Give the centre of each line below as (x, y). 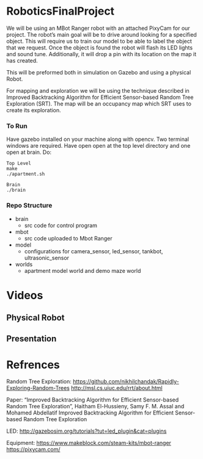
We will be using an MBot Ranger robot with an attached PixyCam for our (98, 28)
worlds (24, 264)
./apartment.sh (26, 174)
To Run (17, 126)
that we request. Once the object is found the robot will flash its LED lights (100, 48)
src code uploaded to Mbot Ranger (68, 238)
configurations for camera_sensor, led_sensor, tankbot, (94, 251)
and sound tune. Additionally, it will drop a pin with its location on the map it (102, 54)
